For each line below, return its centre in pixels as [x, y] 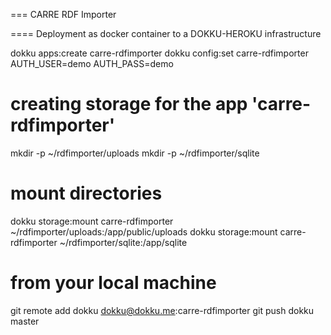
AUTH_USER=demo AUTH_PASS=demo [92, 63]
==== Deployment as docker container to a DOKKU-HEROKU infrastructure [166, 33]
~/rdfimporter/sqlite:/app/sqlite [123, 242]
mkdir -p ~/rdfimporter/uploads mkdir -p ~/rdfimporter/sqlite [135, 153]
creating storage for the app [129, 104]
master [25, 321]
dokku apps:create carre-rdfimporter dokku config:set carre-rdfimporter [159, 53]
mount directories [86, 193]
